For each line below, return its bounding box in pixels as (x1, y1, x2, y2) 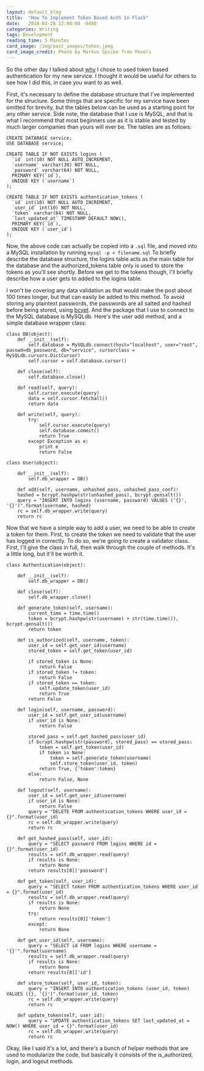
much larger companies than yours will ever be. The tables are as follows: (6, 123, 192, 131)
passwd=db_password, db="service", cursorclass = (6, 347, 136, 353)
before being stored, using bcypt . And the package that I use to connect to (6, 306, 194, 313)
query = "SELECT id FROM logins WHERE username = (28, 942, 157, 948)
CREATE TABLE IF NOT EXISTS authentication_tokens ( (6, 194, 144, 200)
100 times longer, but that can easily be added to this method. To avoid (6, 293, 185, 300)
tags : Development (6, 32, 53, 38)
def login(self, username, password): (17, 706, 116, 713)
